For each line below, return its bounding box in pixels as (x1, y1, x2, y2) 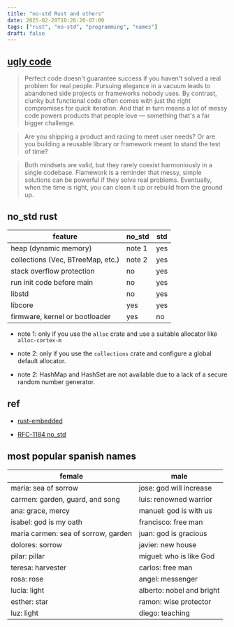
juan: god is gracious (138, 528, 207, 538)
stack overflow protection (10, 266, 95, 276)
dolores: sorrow (10, 540, 63, 549)
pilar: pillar (10, 551, 45, 561)
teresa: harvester (10, 563, 67, 572)
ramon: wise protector (138, 596, 212, 606)
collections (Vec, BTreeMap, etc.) (10, 255, 120, 265)
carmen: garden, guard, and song (10, 494, 120, 504)
